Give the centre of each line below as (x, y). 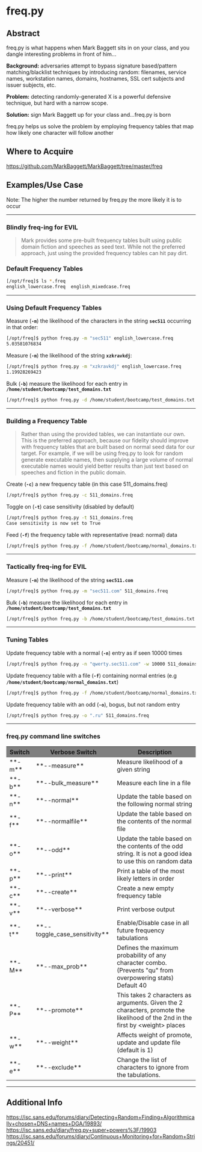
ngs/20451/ (20, 1142)
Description (155, 752)
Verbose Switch (74, 752)
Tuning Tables (27, 640)
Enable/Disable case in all (153, 923)
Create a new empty (145, 888)
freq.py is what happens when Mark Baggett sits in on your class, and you (98, 48)
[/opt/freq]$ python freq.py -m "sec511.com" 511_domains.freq (87, 591)
